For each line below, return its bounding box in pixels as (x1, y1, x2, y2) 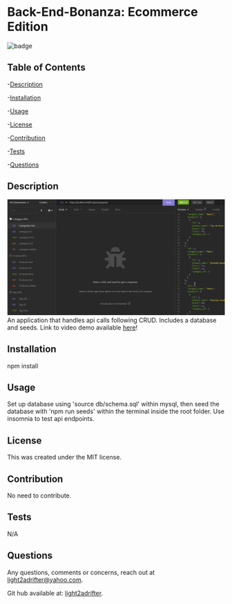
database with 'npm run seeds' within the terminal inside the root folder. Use (7, 407, 224, 415)
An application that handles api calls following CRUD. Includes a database (7, 316, 217, 324)
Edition (7, 19, 48, 35)
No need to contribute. (7, 491, 72, 500)
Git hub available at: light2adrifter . (7, 589, 104, 597)
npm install (7, 361, 39, 370)
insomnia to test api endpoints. (7, 415, 95, 423)
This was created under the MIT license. (7, 453, 122, 462)
